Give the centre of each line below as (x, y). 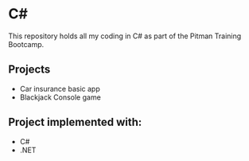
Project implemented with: (75, 122)
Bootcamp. (26, 44)
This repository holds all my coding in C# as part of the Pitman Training (125, 36)
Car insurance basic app (60, 88)
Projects (29, 70)
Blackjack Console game (60, 97)
